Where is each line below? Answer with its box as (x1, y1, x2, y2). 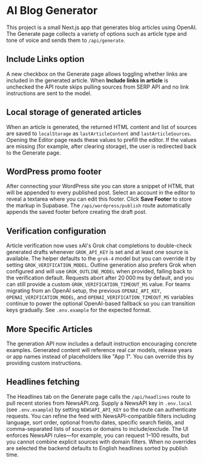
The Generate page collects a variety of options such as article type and (6, 30, 187, 37)
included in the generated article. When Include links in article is (6, 76, 168, 84)
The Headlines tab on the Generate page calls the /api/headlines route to (6, 393, 191, 400)
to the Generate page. (6, 149, 61, 156)
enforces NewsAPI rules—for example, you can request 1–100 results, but (6, 431, 190, 439)
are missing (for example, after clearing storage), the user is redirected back (6, 142, 197, 150)
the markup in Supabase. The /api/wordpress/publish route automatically (6, 202, 191, 209)
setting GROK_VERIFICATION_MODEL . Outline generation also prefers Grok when (6, 261, 197, 268)
